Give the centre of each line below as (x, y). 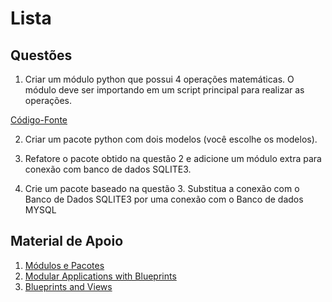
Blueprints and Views (68, 286)
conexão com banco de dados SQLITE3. (108, 169)
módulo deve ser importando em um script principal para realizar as (164, 90)
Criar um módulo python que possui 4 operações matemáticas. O (159, 79)
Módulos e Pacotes (64, 265)
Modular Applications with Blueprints (100, 276)
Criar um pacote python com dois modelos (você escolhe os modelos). (171, 139)
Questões (41, 55)
